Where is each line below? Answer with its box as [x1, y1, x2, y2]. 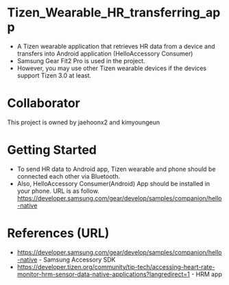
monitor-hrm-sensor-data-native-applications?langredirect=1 [16, 270, 191, 278]
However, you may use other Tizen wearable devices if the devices [16, 64, 207, 72]
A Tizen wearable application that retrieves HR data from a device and [16, 42, 215, 50]
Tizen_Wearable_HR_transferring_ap [7, 5, 221, 21]
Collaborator [7, 95, 80, 111]
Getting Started [7, 142, 97, 158]
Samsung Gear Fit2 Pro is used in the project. [16, 56, 145, 65]
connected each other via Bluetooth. [16, 172, 121, 180]
